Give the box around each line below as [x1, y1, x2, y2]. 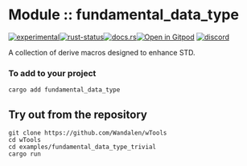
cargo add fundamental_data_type [8, 86, 121, 94]
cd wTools [8, 136, 42, 144]
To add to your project [8, 67, 97, 79]
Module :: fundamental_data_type [8, 6, 240, 24]
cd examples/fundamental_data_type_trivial [8, 143, 157, 152]
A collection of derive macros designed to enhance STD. [8, 47, 196, 57]
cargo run [8, 150, 42, 158]
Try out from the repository [8, 107, 147, 121]
